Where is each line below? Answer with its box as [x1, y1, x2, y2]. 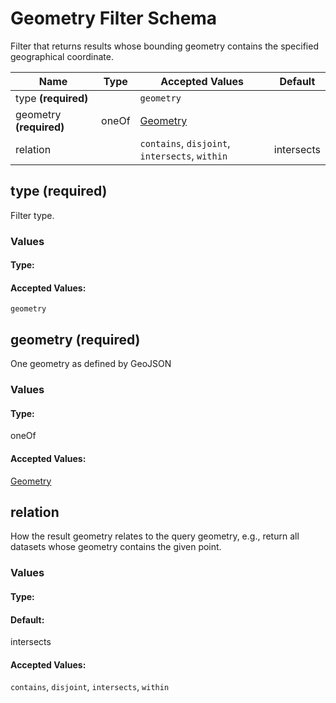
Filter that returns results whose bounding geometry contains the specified [10, 40, 319, 52]
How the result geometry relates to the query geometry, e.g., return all [10, 530, 300, 542]
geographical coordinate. [10, 50, 114, 62]
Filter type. [10, 209, 55, 221]
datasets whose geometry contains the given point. [10, 541, 222, 553]
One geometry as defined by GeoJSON [10, 358, 172, 370]
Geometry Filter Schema [10, 7, 218, 30]
